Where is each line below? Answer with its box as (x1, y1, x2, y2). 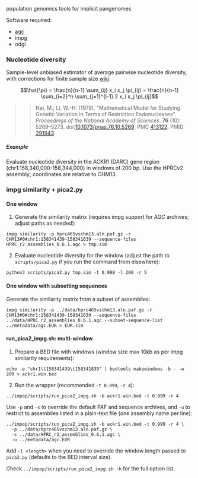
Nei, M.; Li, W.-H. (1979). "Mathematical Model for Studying (35, 104, 181, 111)
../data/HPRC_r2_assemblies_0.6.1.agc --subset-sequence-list (6, 317, 163, 323)
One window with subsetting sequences (6, 282, 108, 289)
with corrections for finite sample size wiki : (6, 75, 111, 82)
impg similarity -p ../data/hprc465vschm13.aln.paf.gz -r (6, 307, 152, 313)
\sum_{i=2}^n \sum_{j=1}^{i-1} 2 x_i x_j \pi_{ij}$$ (40, 93, 159, 100)
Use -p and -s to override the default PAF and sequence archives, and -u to (6, 403, 191, 410)
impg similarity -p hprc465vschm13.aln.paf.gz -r (6, 231, 132, 237)
